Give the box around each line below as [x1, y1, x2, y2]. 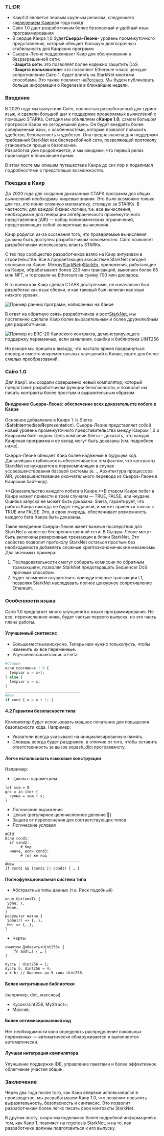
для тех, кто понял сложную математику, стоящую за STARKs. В [5, 201, 140, 207]
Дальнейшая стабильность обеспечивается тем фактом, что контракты [5, 458, 156, 464]
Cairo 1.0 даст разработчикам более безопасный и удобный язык [12, 25, 149, 31]
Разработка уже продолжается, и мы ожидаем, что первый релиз [5, 147, 143, 153]
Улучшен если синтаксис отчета [12, 651, 78, 657]
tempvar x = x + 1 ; [9, 670, 45, 675]
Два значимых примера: [5, 550, 57, 556]
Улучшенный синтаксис [5, 630, 57, 636]
